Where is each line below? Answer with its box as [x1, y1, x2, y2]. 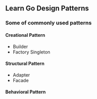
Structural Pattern [5, 61, 45, 67]
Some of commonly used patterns [5, 19, 92, 27]
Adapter [12, 71, 30, 78]
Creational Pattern [5, 32, 45, 38]
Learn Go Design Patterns [5, 4, 89, 13]
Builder [12, 43, 28, 49]
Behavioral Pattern [5, 89, 46, 95]
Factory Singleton [12, 48, 50, 55]
